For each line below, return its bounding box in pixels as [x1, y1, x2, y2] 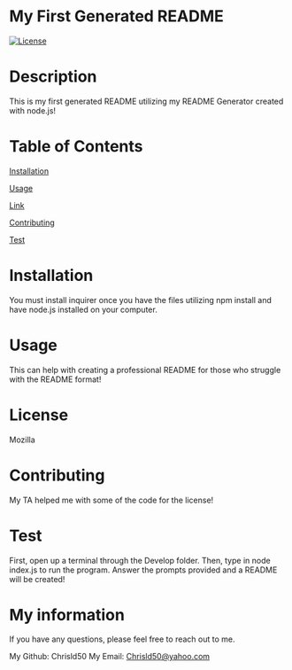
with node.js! [9, 105, 56, 116]
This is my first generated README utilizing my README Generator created [9, 96, 284, 106]
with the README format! [9, 374, 102, 385]
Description [9, 66, 97, 87]
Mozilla [9, 434, 35, 445]
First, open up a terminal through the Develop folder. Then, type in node [9, 555, 272, 565]
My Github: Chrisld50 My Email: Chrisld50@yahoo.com [9, 651, 211, 662]
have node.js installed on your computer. [9, 304, 158, 315]
